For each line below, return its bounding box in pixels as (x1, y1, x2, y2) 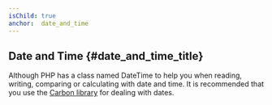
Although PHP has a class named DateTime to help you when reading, (8, 70, 242, 81)
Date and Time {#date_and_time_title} (8, 49, 204, 63)
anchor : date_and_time (8, 19, 89, 27)
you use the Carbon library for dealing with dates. (8, 88, 175, 98)
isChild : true (8, 11, 57, 20)
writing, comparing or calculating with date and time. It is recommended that (8, 79, 265, 89)
